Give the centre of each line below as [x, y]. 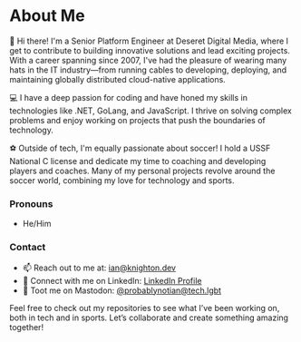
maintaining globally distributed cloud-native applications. [118, 79]
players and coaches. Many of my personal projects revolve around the [142, 171]
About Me [47, 16]
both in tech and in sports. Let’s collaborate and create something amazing [149, 318]
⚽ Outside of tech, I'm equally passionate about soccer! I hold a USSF [140, 148]
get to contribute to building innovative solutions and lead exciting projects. [150, 50]
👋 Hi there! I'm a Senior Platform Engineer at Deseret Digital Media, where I [149, 41]
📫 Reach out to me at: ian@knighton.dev [99, 268]
